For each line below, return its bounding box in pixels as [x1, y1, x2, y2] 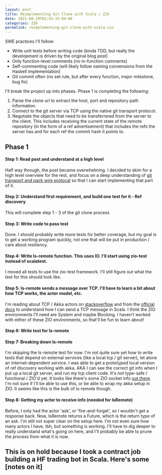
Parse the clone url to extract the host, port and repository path [12, 98, 139, 103]
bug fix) [12, 79, 28, 85]
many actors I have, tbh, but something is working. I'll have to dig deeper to [5, 423, 156, 429]
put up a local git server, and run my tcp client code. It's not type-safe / [5, 370, 148, 376]
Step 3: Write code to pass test [5, 221, 69, 226]
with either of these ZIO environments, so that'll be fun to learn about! [5, 317, 145, 322]
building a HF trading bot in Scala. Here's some [5, 455, 149, 463]
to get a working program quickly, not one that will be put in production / [5, 237, 150, 243]
